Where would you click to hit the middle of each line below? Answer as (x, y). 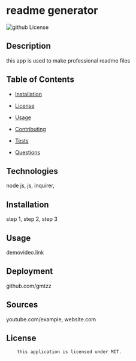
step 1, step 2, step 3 (32, 219)
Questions (28, 152)
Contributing (30, 129)
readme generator (52, 11)
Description (28, 46)
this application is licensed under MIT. (69, 352)
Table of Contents (40, 80)
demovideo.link (25, 252)
